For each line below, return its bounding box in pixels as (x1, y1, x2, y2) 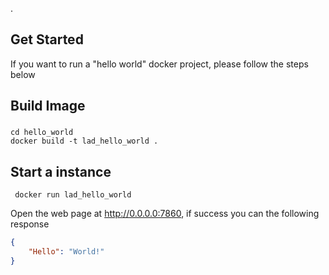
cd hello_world (10, 128, 74, 138)
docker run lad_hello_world (14, 189, 132, 200)
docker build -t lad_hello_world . (10, 136, 159, 147)
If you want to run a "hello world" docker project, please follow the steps (10, 58, 309, 70)
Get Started (10, 31, 84, 48)
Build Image (10, 98, 86, 115)
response (10, 218, 50, 230)
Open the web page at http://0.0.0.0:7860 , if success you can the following (10, 207, 320, 219)
